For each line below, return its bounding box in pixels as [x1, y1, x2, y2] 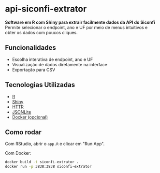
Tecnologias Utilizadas [5, 81, 75, 89]
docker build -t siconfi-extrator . [5, 159, 79, 165]
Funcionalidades [5, 43, 57, 52]
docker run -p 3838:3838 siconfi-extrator [5, 164, 92, 169]
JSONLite [12, 109, 31, 115]
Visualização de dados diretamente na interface [12, 61, 108, 67]
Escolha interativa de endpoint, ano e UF [12, 57, 93, 62]
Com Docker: [5, 150, 31, 156]
